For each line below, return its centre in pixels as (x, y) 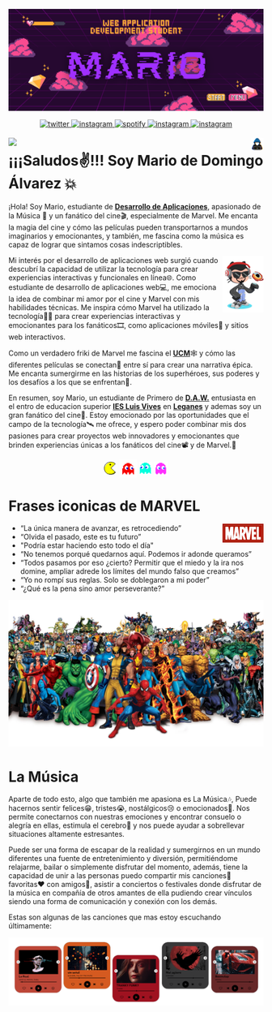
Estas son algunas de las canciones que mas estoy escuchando (115, 917)
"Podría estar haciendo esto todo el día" (87, 545)
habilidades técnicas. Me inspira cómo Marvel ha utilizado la (109, 308)
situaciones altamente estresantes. (67, 834)
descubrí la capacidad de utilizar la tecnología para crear (103, 269)
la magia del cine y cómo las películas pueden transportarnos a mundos (128, 227)
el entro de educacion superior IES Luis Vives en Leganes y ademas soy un (135, 407)
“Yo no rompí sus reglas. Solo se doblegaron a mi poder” (115, 580)
